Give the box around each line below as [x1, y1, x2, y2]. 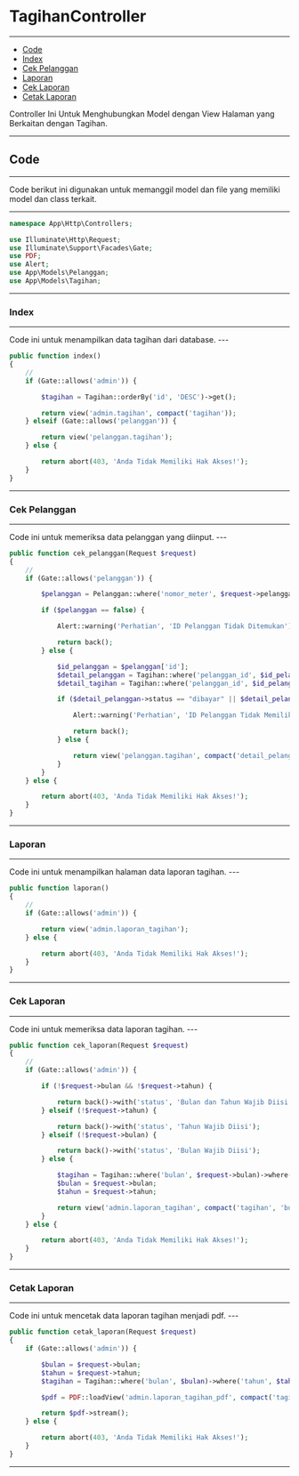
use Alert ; [9, 260, 50, 269]
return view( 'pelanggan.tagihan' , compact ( [72, 751, 238, 760]
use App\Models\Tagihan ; [9, 277, 101, 286]
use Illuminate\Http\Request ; [9, 235, 122, 244]
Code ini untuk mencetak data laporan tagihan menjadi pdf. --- [9, 1311, 239, 1321]
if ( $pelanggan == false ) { [41, 606, 145, 615]
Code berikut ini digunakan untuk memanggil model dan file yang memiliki [9, 184, 280, 195]
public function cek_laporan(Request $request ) [9, 1041, 190, 1050]
